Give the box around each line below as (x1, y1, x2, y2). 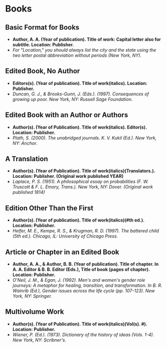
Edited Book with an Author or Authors (5, 111, 128, 120)
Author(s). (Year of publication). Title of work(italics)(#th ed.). (12, 217, 144, 223)
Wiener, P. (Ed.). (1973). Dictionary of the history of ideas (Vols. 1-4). (12, 331, 154, 337)
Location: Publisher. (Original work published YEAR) (12, 173, 124, 179)
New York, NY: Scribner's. (12, 337, 67, 343)
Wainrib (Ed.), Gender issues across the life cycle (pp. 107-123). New (12, 288, 155, 294)
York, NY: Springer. (12, 293, 52, 299)
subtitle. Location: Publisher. (12, 42, 74, 48)
